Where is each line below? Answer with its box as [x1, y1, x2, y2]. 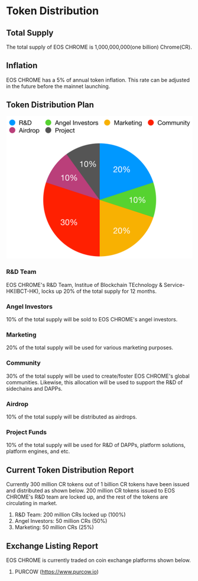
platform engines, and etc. [6, 448, 70, 455]
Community [6, 359, 41, 367]
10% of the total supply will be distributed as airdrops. [6, 413, 137, 420]
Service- [163, 281, 185, 288]
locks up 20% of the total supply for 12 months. [41, 288, 157, 295]
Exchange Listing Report [6, 541, 99, 551]
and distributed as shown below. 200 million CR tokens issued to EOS [6, 487, 176, 494]
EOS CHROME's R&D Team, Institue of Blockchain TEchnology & [6, 281, 163, 288]
